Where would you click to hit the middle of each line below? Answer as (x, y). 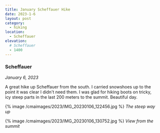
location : (15, 32)
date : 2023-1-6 (20, 14)
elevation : (16, 41)
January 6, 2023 (22, 77)
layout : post (18, 18)
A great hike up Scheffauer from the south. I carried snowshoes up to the (78, 87)
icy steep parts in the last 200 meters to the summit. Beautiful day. (71, 97)
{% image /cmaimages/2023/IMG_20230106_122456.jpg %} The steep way (80, 106)
